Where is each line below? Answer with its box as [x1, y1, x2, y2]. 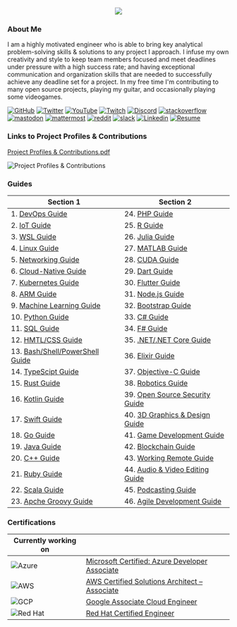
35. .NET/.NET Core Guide [124, 335, 212, 345]
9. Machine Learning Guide [11, 300, 101, 310]
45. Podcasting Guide [124, 485, 196, 495]
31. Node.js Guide [124, 289, 185, 299]
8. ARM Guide [11, 289, 57, 299]
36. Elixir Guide [124, 351, 175, 361]
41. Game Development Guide [124, 430, 224, 440]
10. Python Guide [11, 312, 69, 322]
